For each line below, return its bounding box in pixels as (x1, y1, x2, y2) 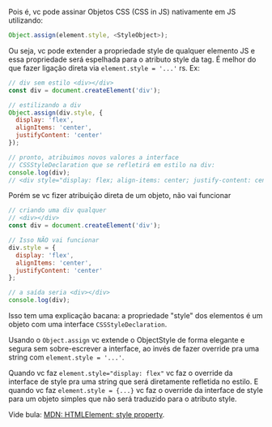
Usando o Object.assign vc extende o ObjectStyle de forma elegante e (8, 335, 245, 344)
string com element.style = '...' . (8, 352, 125, 362)
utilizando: (8, 15, 43, 25)
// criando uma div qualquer (8, 206, 107, 214)
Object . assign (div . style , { (8, 109, 104, 117)
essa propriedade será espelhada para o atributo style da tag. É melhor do (8, 54, 257, 64)
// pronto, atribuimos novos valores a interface (8, 153, 180, 162)
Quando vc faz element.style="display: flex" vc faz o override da (8, 369, 233, 377)
